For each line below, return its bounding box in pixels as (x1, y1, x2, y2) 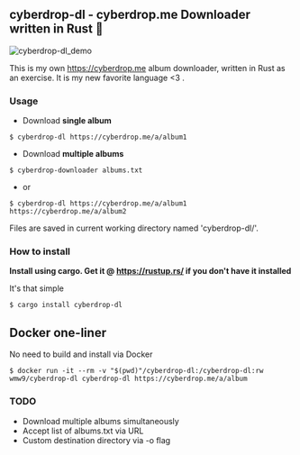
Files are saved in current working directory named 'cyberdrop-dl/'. (9, 223, 259, 233)
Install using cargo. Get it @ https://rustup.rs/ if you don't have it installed (9, 266, 292, 277)
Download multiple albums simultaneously (22, 415, 180, 426)
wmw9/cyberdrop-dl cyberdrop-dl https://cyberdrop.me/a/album (9, 374, 248, 384)
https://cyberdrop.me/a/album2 (9, 207, 127, 216)
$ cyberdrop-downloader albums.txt (9, 166, 143, 175)
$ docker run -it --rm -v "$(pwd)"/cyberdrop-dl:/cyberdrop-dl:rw (9, 367, 264, 376)
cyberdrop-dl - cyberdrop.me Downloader (9, 7, 250, 23)
